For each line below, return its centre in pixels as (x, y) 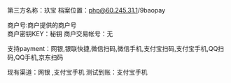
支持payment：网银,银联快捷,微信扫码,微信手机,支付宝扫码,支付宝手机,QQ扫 (116, 48)
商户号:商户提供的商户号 (42, 25)
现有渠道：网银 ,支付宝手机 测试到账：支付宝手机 (77, 72)
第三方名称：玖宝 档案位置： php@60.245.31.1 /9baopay (86, 10)
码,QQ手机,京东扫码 (35, 57)
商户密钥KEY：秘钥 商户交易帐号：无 (60, 34)
